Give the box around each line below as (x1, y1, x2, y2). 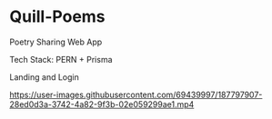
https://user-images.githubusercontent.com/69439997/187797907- (9, 89, 263, 100)
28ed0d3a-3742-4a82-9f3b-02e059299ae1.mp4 (9, 98, 195, 110)
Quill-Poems (9, 6, 106, 27)
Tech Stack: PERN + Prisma (9, 54, 113, 64)
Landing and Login (9, 71, 80, 83)
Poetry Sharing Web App (9, 36, 103, 47)
